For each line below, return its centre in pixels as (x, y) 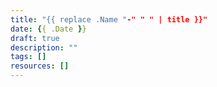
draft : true (35, 38)
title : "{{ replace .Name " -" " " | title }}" (109, 19)
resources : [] (40, 66)
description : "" (44, 47)
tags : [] (28, 57)
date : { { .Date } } (48, 29)
